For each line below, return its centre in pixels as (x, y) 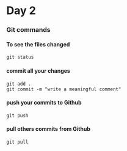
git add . (19, 84)
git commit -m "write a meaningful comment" (64, 89)
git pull (17, 142)
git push (17, 116)
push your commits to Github (44, 103)
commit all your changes (38, 70)
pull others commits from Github (48, 129)
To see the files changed (38, 44)
